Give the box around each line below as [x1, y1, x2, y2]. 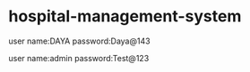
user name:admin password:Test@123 [8, 52, 150, 63]
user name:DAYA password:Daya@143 [8, 36, 151, 46]
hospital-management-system [8, 6, 242, 27]
